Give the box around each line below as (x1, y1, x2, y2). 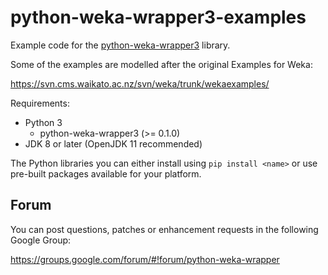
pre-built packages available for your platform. (10, 167, 202, 180)
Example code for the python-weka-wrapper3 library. (10, 39, 231, 51)
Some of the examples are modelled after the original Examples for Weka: (10, 58, 313, 70)
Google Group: (10, 234, 72, 246)
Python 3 (24, 116, 63, 128)
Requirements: (10, 97, 70, 109)
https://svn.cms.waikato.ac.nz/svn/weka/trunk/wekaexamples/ (10, 77, 270, 90)
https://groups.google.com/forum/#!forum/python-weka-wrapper (10, 253, 280, 265)
